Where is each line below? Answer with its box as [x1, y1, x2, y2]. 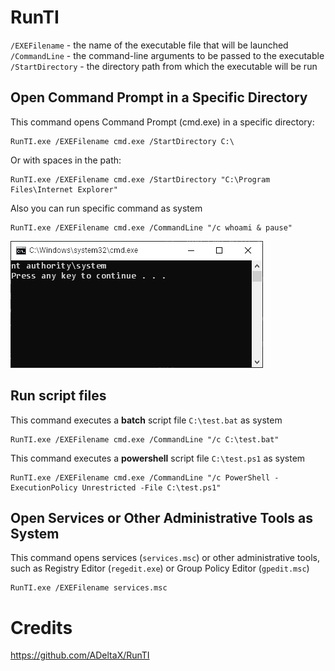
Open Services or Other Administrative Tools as [10, 509, 313, 526]
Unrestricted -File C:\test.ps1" [81, 482, 222, 493]
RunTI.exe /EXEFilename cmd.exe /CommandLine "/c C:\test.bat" [10, 434, 280, 445]
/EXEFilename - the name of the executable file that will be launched [10, 39, 289, 51]
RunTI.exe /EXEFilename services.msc [10, 583, 168, 593]
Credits [10, 616, 73, 639]
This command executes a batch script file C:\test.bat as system [10, 414, 283, 426]
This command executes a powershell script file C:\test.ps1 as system [10, 452, 306, 464]
